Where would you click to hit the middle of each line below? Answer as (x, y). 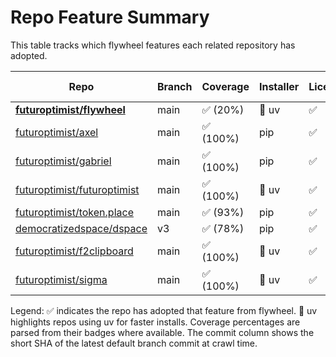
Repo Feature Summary (110, 17)
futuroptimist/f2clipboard (74, 251)
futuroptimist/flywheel (70, 109)
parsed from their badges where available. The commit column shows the (162, 332)
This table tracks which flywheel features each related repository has (153, 45)
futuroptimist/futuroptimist (77, 189)
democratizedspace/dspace (81, 228)
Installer (279, 86)
